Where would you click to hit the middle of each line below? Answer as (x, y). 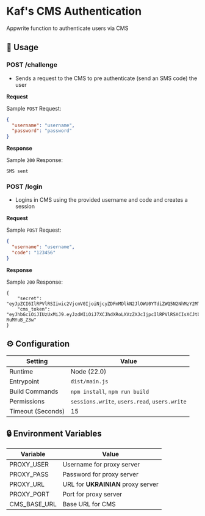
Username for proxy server (101, 464)
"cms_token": (34, 309)
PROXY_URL (27, 484)
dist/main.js (89, 381)
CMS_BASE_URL (33, 504)
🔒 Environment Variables (54, 434)
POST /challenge (32, 65)
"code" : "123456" (34, 253)
